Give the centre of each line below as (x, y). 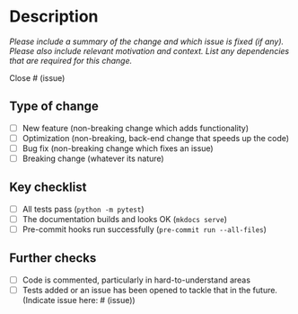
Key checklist (48, 188)
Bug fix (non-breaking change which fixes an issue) (118, 148)
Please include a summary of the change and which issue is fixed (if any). (147, 41)
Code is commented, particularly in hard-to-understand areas (136, 280)
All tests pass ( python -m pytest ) (83, 209)
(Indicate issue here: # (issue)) (79, 300)
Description (54, 17)
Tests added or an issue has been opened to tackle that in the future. (150, 290)
